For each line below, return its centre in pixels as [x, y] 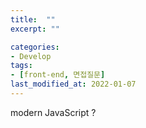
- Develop [31, 56]
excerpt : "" [35, 29]
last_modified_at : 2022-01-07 [73, 84]
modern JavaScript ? [53, 112]
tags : [21, 66]
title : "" [33, 19]
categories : [35, 47]
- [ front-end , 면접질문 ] [58, 75]
